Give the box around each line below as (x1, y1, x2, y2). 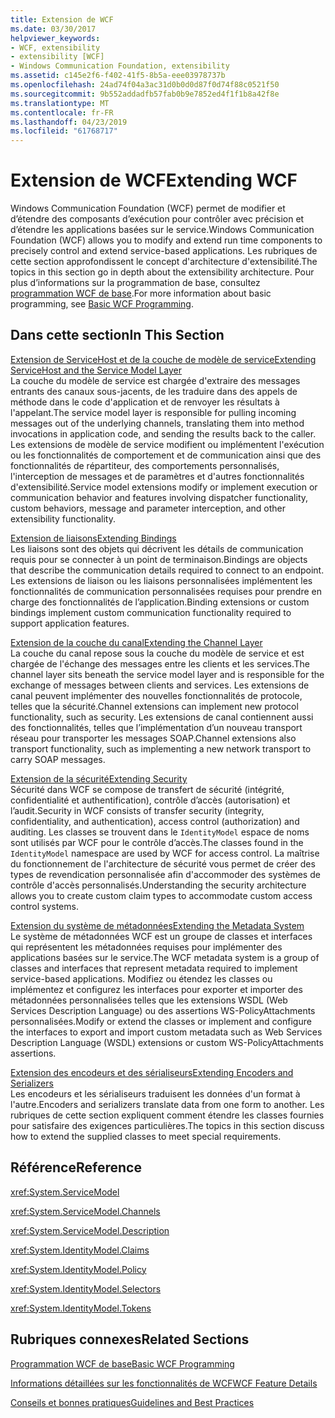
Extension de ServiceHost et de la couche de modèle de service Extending (10, 353, 317, 365)
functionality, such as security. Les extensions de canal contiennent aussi (10, 711, 314, 723)
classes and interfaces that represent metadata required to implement (10, 962, 298, 974)
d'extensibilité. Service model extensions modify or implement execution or (10, 481, 318, 493)
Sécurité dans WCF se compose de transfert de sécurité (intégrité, (10, 783, 285, 795)
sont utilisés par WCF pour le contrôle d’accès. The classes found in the (10, 836, 304, 848)
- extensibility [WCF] (10, 52, 105, 62)
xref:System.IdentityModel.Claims (10, 1244, 150, 1256)
